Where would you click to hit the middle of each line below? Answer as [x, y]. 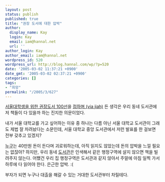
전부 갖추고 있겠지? [23, 135]
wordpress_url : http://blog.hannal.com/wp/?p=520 [57, 64]
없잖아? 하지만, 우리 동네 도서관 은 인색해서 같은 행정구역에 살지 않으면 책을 [82, 152]
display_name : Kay [29, 32]
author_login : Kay [24, 51]
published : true [22, 19]
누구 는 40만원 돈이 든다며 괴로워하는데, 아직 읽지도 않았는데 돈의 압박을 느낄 [78, 146]
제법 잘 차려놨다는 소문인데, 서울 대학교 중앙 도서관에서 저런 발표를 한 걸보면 [83, 129]
